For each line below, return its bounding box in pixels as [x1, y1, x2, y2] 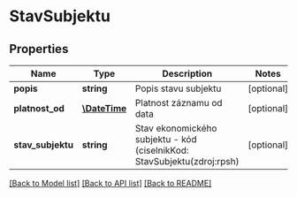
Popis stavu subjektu [135, 82, 222, 95]
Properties [9, 42, 69, 57]
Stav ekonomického [135, 122, 217, 134]
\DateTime [81, 102, 127, 114]
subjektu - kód [135, 133, 197, 145]
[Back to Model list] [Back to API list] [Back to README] [9, 178, 212, 188]
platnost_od [13, 102, 65, 114]
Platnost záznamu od [135, 97, 223, 109]
